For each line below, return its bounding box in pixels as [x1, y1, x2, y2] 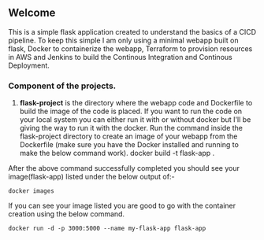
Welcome [8, 6, 56, 20]
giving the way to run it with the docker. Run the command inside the [19, 124, 243, 133]
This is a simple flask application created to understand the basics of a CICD [8, 27, 257, 36]
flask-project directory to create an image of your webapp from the [19, 131, 238, 141]
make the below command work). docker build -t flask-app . [19, 149, 215, 158]
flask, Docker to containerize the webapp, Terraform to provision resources [8, 43, 253, 54]
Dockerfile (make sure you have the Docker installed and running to [19, 140, 239, 150]
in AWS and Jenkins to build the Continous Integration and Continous [8, 52, 232, 61]
